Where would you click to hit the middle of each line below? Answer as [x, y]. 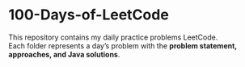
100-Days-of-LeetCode [89, 15]
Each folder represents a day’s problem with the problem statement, [122, 45]
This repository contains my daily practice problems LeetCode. [113, 37]
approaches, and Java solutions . [64, 54]
